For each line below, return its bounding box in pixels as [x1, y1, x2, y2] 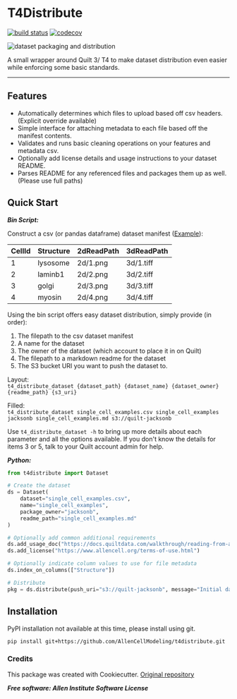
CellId [11, 245, 31, 255]
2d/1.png [77, 257, 108, 267]
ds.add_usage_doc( [7, 541, 61, 548]
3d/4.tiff [126, 292, 154, 302]
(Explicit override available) [17, 116, 97, 125]
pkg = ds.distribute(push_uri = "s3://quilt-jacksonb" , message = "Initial [7, 585, 222, 593]
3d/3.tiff [126, 281, 154, 291]
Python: [7, 456, 32, 464]
